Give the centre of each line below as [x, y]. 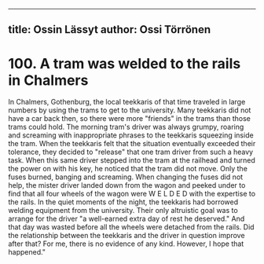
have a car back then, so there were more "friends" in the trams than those [130, 119]
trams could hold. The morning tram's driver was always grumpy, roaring [126, 127]
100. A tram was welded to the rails [125, 63]
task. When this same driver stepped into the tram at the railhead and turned [132, 160]
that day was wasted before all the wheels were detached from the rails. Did [131, 227]
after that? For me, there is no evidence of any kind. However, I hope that [126, 244]
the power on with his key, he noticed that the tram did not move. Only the [128, 169]
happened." [27, 252]
